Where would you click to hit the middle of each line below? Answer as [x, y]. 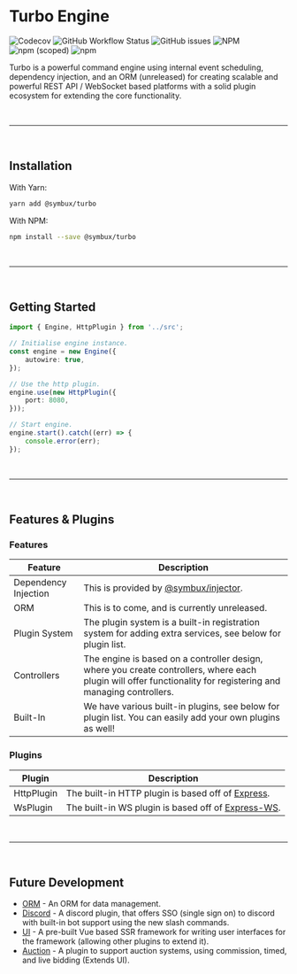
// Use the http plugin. [55, 384]
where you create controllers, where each [170, 670]
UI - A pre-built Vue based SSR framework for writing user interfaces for [154, 932]
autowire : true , [55, 359]
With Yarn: [28, 187]
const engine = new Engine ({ [63, 352]
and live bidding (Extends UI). [76, 960]
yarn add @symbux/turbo [53, 204]
